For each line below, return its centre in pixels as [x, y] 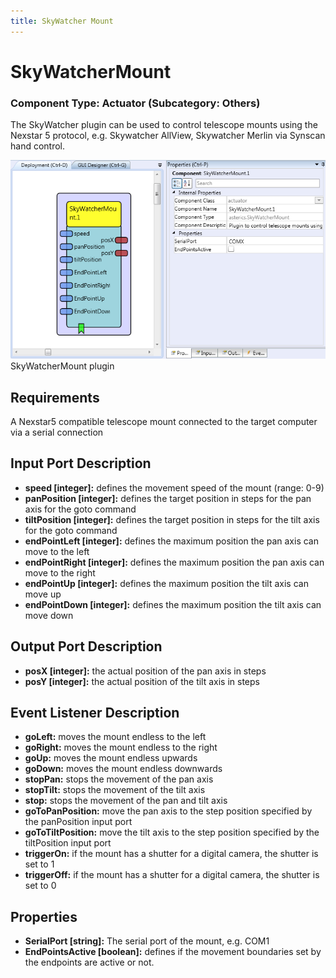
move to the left [57, 551]
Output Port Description [86, 646]
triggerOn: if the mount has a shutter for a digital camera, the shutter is [171, 854]
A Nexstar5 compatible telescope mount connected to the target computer [164, 421]
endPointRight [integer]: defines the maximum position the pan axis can [174, 562]
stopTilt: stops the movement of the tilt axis [115, 790]
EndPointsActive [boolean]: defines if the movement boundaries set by [173, 952]
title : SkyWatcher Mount [62, 21]
